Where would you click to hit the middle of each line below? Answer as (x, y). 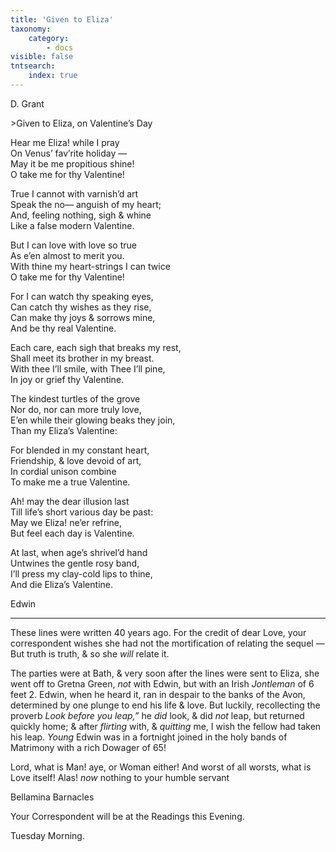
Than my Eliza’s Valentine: (64, 430)
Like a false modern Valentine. (72, 225)
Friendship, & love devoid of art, (76, 460)
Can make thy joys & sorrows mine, (83, 317)
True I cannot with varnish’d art (74, 193)
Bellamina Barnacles (52, 797)
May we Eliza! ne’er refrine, (66, 522)
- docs (60, 47)
